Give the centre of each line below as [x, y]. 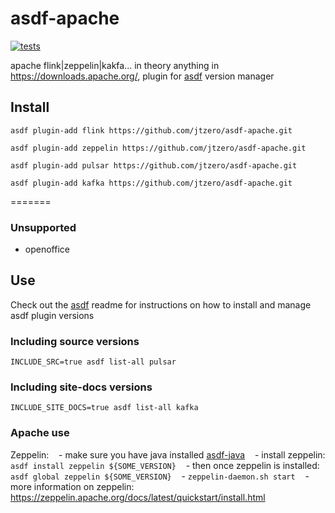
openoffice [47, 249]
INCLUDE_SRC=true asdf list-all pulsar [93, 362]
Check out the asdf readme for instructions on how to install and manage [161, 304]
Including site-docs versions [81, 387]
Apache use [40, 433]
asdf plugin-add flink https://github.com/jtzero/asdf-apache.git [151, 130]
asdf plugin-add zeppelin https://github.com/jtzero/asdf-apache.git [158, 148]
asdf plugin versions [52, 315]
